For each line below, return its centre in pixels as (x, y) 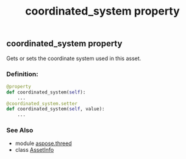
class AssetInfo (34, 150)
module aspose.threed (43, 143)
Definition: (22, 74)
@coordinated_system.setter (42, 103)
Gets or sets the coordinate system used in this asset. (74, 58)
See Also (20, 130)
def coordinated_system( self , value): (55, 109)
